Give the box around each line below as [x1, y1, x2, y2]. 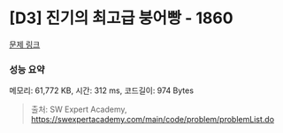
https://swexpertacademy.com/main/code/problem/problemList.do [30, 114, 275, 125]
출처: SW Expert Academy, [30, 104, 127, 115]
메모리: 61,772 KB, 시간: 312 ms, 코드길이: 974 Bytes [9, 85, 195, 96]
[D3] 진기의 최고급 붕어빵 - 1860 [9, 8, 233, 28]
